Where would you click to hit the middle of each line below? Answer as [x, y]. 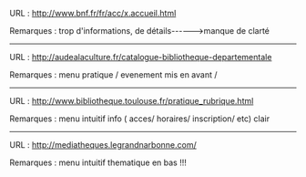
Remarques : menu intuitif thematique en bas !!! [98, 162]
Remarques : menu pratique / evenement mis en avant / [113, 75]
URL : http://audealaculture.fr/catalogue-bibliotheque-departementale [141, 57]
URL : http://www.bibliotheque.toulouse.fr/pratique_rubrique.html [132, 101]
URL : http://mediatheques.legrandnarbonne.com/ [103, 145]
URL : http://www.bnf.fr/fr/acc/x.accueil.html [93, 13]
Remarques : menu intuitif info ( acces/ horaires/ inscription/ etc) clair [140, 119]
